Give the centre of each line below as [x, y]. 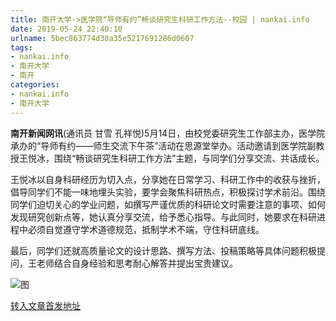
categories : [35, 85]
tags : [21, 47]
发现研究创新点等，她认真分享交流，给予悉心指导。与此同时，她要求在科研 [163, 217]
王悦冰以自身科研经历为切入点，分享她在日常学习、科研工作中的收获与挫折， [168, 179]
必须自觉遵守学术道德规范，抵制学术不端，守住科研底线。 [146, 229]
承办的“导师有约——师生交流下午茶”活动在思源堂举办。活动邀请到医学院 [159, 145]
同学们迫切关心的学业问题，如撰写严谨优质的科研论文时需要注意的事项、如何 [168, 204]
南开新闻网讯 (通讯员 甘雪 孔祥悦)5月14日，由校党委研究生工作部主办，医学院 [168, 133]
